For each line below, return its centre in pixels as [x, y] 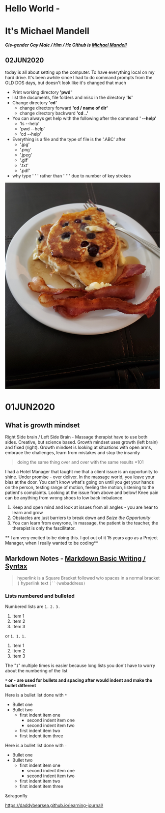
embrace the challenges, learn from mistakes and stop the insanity [72, 453]
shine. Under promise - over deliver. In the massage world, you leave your [80, 477]
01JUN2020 [30, 407]
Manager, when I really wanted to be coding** [52, 543]
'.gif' [24, 160]
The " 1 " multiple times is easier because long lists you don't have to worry [80, 666]
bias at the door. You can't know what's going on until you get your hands [80, 482]
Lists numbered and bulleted [40, 596]
